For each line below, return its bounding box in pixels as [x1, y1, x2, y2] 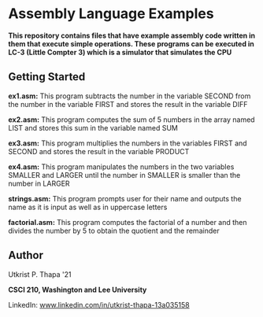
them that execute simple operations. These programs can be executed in [8, 39, 254, 48]
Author [8, 249, 43, 262]
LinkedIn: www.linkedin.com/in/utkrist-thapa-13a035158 [8, 300, 191, 309]
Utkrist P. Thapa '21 [8, 269, 72, 279]
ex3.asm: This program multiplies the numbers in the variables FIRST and [8, 138, 247, 148]
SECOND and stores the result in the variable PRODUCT [8, 146, 190, 156]
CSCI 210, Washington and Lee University [8, 285, 147, 294]
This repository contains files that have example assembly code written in [8, 31, 256, 40]
